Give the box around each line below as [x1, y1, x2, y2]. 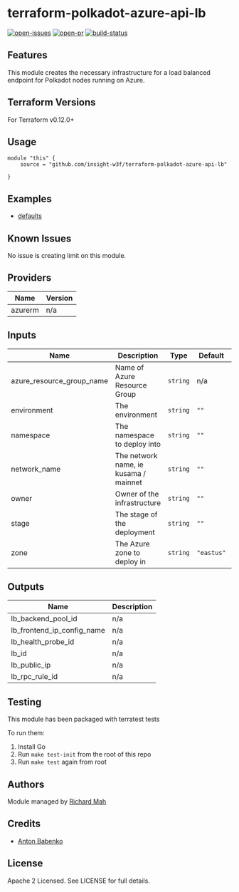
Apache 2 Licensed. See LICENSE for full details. [7, 876, 151, 885]
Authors [7, 778, 45, 790]
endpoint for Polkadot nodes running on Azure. [7, 76, 145, 84]
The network [115, 450, 158, 460]
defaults [17, 212, 43, 220]
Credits [7, 818, 41, 830]
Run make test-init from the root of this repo [17, 750, 152, 759]
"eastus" [196, 549, 226, 556]
